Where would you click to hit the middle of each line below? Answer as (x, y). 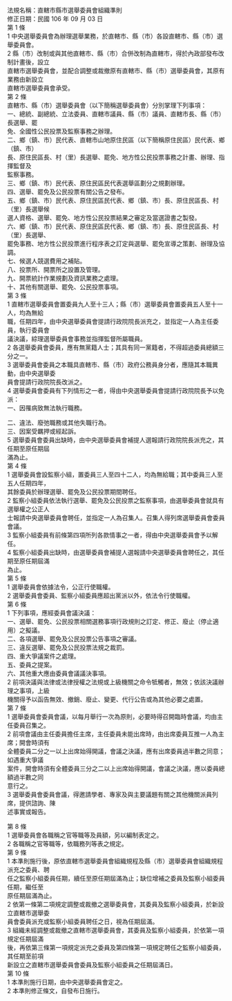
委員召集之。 (31, 725)
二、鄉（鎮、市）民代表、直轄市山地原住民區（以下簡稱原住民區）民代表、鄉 (116, 140)
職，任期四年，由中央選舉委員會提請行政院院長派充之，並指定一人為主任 (110, 321)
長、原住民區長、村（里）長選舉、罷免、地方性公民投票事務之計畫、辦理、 (113, 157)
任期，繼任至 (25, 887)
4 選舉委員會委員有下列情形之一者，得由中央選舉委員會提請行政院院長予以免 (116, 391)
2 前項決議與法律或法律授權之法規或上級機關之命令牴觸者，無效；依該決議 (113, 682)
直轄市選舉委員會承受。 (40, 88)
